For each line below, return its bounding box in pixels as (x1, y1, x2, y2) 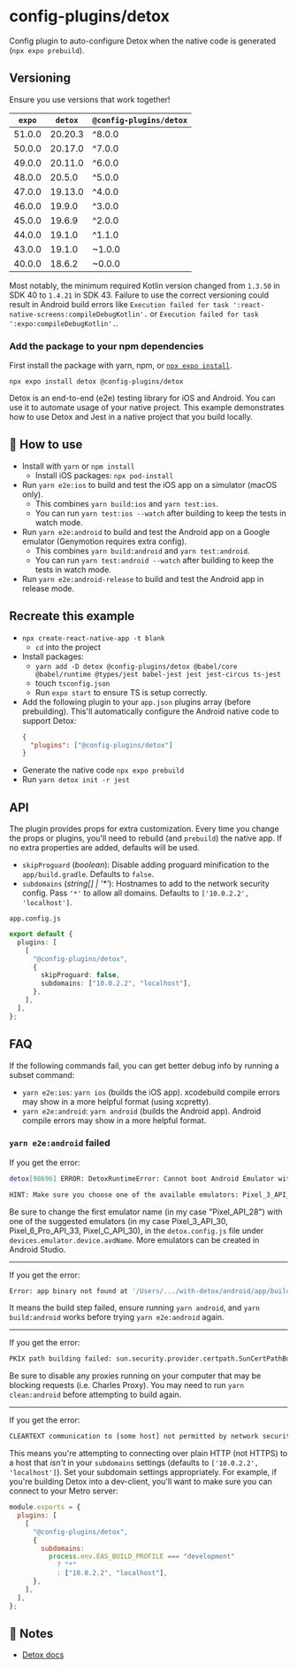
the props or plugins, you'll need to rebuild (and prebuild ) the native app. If (9, 833, 283, 843)
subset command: (9, 1069, 75, 1080)
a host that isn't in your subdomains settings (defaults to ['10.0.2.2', (9, 1457, 259, 1468)
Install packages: (21, 651, 84, 662)
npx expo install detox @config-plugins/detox (9, 377, 184, 386)
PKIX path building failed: (9, 1354, 113, 1363)
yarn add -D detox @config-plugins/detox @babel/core (34, 662, 238, 671)
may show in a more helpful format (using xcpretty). (21, 1096, 211, 1106)
